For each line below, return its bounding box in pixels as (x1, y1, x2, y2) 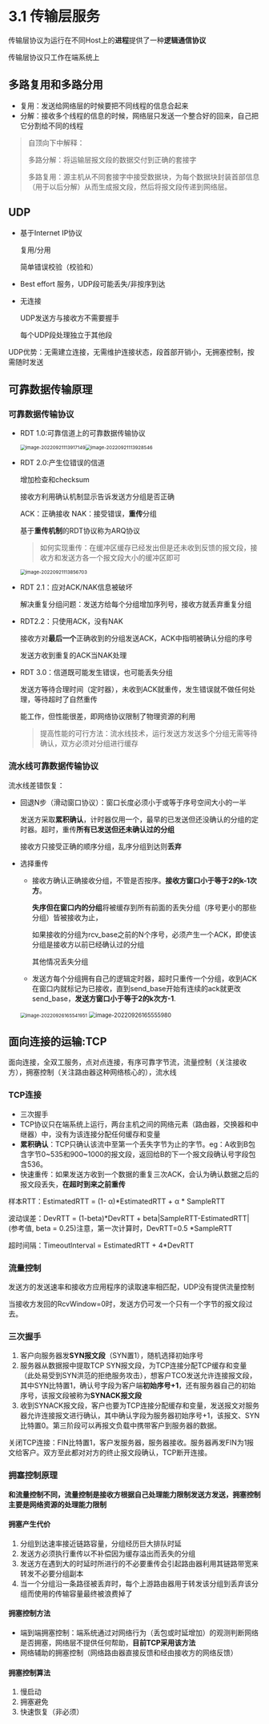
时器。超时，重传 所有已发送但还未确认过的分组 (19, 824, 175, 834)
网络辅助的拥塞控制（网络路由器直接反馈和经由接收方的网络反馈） (19, 1647, 238, 1658)
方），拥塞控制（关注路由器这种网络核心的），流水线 (8, 1067, 177, 1077)
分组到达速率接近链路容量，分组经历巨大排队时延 (19, 1538, 182, 1548)
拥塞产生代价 (8, 1519, 50, 1529)
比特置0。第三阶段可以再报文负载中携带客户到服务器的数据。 (19, 1421, 222, 1430)
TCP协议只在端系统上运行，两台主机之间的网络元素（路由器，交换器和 (19, 1119, 252, 1129)
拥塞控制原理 (8, 1470, 58, 1481)
